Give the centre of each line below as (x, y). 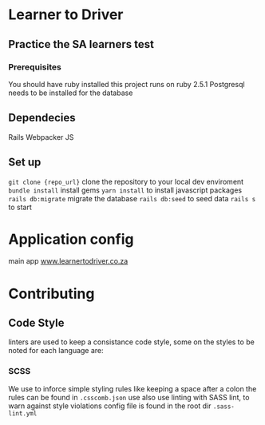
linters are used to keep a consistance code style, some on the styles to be (132, 342)
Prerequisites (35, 67)
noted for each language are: (56, 351)
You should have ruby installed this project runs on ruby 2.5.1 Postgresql (127, 84)
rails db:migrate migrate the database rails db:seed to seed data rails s (132, 198)
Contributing (51, 294)
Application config (71, 239)
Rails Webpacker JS (41, 137)
